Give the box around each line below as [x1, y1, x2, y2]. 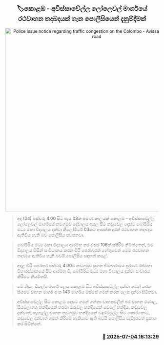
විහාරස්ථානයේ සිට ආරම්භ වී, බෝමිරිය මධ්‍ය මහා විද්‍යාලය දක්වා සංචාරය [17, 268, 150, 274]
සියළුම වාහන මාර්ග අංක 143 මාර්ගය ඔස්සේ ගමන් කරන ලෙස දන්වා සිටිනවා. [17, 289, 158, 295]
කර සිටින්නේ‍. [17, 321, 42, 326]
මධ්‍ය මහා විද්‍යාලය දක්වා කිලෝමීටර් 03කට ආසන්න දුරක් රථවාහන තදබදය [17, 226, 153, 232]
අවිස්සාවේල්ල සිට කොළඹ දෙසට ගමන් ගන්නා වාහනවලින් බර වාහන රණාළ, [17, 299, 158, 304]
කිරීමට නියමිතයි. [17, 274, 48, 279]
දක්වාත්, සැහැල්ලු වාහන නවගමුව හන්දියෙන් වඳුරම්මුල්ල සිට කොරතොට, [17, 309, 150, 315]
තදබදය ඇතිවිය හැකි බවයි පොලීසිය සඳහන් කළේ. [17, 253, 108, 258]
